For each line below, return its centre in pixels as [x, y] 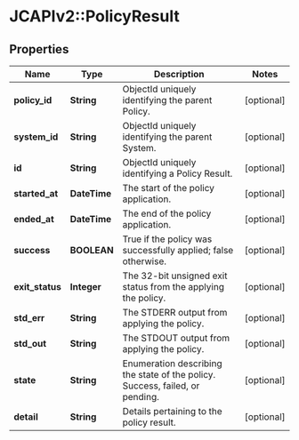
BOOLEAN [92, 250]
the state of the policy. [169, 375]
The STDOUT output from [176, 338]
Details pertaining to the [172, 411]
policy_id [33, 100]
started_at [36, 193]
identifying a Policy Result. [178, 173]
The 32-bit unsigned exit [175, 276]
